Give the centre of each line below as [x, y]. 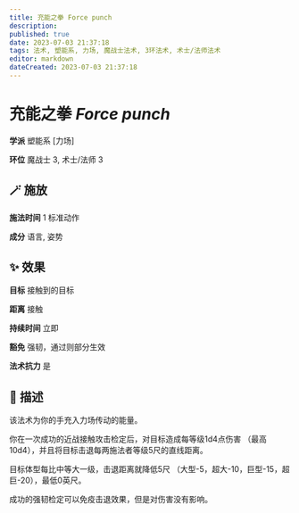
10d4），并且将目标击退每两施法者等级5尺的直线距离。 [108, 451]
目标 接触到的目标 [42, 290]
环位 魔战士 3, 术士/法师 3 [56, 159]
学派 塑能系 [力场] [42, 140]
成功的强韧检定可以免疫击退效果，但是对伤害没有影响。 [111, 500]
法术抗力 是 [30, 366]
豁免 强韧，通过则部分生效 [57, 347]
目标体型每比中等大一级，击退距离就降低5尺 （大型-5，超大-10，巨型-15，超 [149, 469]
